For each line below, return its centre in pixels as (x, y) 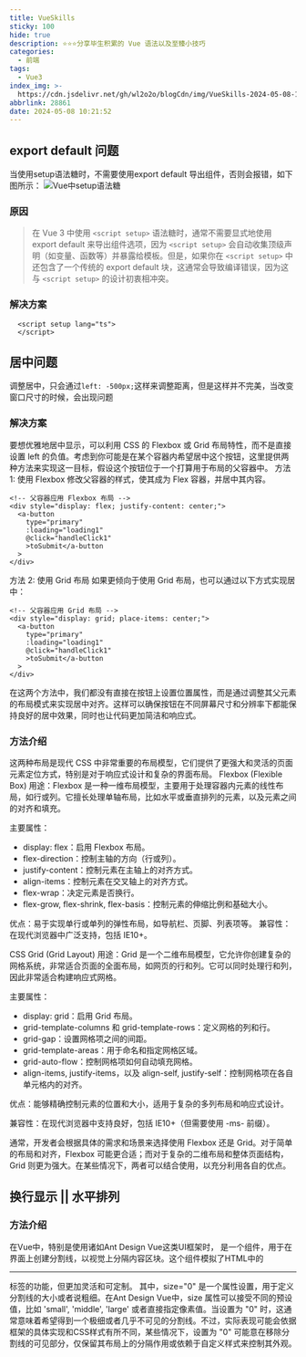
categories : (32, 52)
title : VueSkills (42, 18)
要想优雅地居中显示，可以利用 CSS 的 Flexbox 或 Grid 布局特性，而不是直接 (151, 444)
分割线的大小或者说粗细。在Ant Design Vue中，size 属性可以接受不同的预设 (151, 1298)
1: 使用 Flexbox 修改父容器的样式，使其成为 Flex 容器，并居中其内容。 (140, 479)
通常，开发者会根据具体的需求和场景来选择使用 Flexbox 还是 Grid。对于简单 (151, 1143)
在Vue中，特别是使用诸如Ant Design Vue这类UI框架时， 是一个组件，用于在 (151, 1247)
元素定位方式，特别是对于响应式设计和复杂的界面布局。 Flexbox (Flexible (146, 774)
